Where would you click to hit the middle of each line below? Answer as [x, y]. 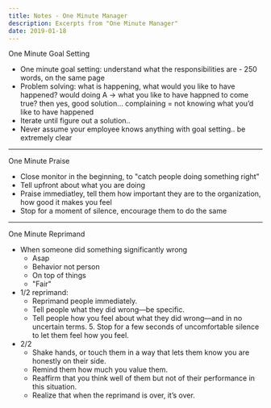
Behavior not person [66, 267]
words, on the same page [62, 78]
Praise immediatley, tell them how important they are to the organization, [140, 194]
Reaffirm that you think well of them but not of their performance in [144, 378]
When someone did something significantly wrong [104, 250]
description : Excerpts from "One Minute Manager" [94, 23]
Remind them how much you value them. [100, 370]
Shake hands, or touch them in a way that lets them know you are [141, 352]
